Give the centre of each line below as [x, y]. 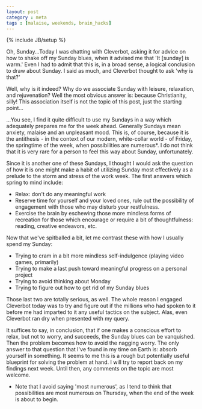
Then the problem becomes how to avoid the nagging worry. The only [93, 343]
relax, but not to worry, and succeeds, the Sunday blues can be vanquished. [101, 337]
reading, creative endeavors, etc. [56, 226]
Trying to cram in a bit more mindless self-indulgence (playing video [99, 256]
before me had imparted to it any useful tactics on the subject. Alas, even [97, 312]
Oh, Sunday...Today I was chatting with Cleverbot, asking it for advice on [96, 52]
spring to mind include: [35, 183]
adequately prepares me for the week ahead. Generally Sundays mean [94, 126]
